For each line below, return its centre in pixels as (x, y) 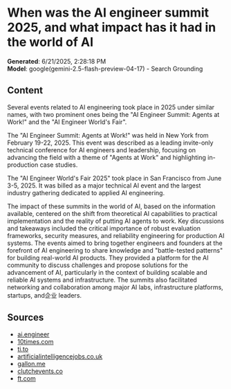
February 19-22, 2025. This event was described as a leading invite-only (110, 143)
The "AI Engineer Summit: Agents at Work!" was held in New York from (108, 135)
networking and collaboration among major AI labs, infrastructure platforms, (115, 287)
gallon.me (31, 363)
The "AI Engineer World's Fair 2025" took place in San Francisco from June (114, 178)
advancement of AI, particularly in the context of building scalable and (107, 272)
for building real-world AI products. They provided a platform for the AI (108, 257)
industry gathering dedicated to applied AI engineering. (86, 192)
